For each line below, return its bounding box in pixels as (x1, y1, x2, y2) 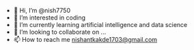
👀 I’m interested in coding (13, 14, 86, 22)
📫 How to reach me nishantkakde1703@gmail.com (13, 36, 158, 43)
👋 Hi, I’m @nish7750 (13, 7, 70, 14)
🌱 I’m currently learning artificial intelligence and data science (13, 21, 188, 28)
